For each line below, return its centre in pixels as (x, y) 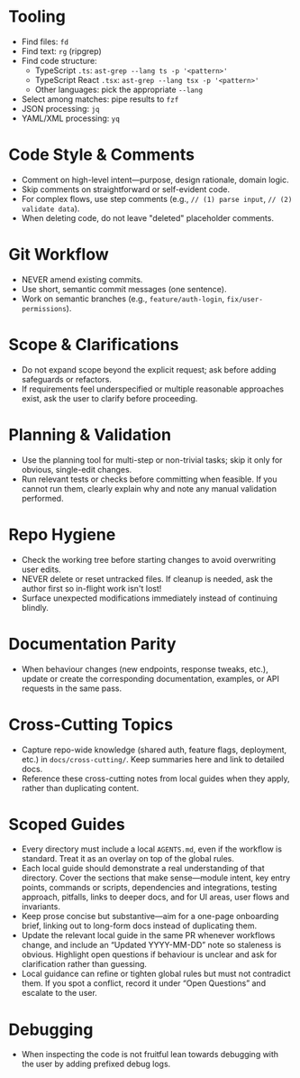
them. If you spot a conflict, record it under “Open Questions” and (144, 983)
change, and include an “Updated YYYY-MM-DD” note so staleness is (151, 945)
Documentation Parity (92, 644)
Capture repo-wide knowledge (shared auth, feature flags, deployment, (154, 750)
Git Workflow (59, 255)
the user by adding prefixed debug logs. (96, 1064)
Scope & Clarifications (94, 345)
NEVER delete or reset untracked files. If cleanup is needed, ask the (147, 578)
